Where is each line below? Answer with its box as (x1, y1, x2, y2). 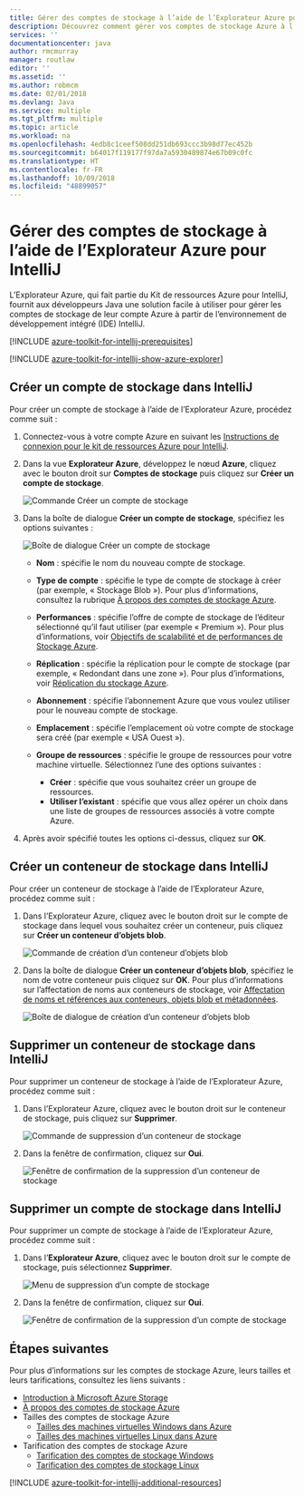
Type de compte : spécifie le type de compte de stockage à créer (35, 575, 282, 586)
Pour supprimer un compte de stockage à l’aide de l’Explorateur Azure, (9, 1225, 273, 1236)
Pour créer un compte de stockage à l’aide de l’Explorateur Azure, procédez (9, 403, 292, 414)
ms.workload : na (9, 131, 71, 141)
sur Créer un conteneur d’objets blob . (22, 929, 166, 940)
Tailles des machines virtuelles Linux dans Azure (35, 1431, 218, 1442)
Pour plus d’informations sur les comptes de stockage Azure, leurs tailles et (9, 1366, 291, 1376)
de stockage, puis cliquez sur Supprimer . (22, 1113, 178, 1123)
